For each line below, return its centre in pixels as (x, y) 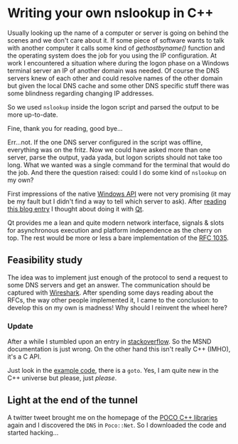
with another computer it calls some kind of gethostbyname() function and (116, 48)
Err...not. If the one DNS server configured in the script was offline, (105, 142)
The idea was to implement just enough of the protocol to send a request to (118, 277)
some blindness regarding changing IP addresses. (81, 93)
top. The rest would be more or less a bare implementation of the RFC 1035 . (118, 238)
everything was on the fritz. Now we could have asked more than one (109, 149)
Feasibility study (45, 260)
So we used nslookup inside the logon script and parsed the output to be (113, 107)
